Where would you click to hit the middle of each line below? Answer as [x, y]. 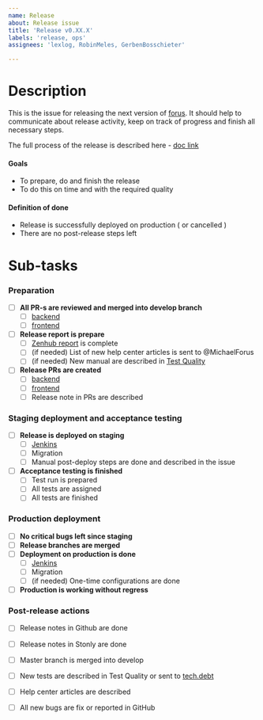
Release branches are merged [70, 545]
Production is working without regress [84, 590]
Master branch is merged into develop [82, 660]
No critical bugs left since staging [76, 536]
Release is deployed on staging [72, 435]
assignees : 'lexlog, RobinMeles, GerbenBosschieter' [97, 45]
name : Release [32, 15]
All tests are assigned [66, 489]
